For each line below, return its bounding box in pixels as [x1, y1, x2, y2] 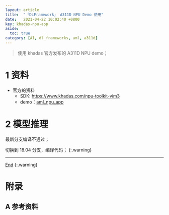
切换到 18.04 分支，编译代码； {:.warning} [5, 147, 92, 153]
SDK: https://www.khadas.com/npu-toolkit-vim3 [20, 93, 120, 99]
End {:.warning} [5, 162, 38, 168]
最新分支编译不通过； [5, 136, 49, 142]
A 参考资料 [5, 202, 39, 211]
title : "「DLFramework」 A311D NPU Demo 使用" [5, 12, 104, 17]
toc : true [10, 31, 30, 36]
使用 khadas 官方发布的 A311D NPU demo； [17, 50, 108, 56]
